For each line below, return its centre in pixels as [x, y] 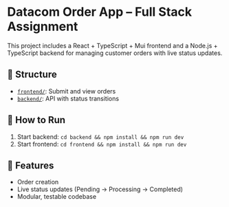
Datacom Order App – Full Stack [100, 12]
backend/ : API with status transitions [68, 98]
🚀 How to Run [36, 120]
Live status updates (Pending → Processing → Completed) [100, 189]
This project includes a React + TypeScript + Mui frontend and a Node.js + [112, 45]
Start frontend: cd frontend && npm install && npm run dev [102, 144]
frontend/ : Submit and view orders [66, 91]
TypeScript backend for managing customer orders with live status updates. [115, 53]
